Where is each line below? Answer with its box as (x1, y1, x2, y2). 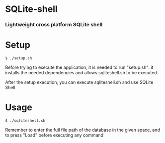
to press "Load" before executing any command (5, 132, 103, 138)
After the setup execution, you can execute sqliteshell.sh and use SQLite (5, 79, 154, 85)
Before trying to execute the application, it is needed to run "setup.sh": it (5, 64, 154, 70)
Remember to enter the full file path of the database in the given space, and (5, 127, 160, 133)
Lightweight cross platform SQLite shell (5, 21, 103, 28)
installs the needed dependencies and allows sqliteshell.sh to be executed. (5, 70, 159, 76)
